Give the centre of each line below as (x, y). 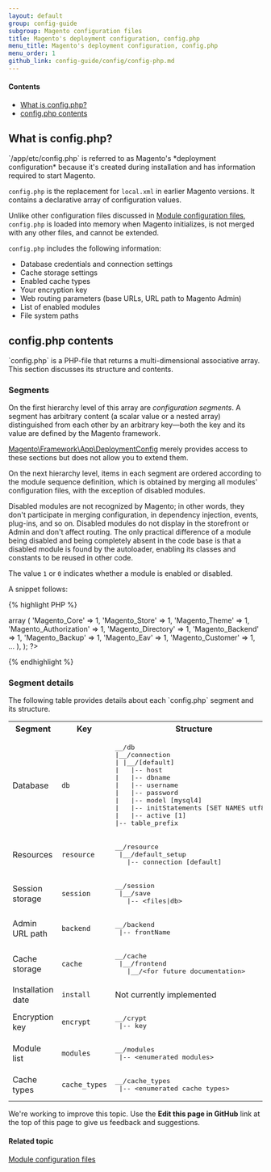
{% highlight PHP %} (43, 605)
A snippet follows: (38, 589)
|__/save (135, 893)
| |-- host (139, 770)
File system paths (49, 315)
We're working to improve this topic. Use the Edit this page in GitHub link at (134, 1114)
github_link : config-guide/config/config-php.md (92, 61)
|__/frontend (143, 964)
